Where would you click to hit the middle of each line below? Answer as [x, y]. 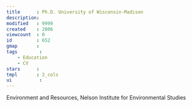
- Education [32, 57]
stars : [23, 69]
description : [23, 18]
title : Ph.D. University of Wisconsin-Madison [75, 12]
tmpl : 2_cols [33, 75]
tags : [24, 52]
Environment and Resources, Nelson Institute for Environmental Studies [96, 98]
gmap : [23, 46]
